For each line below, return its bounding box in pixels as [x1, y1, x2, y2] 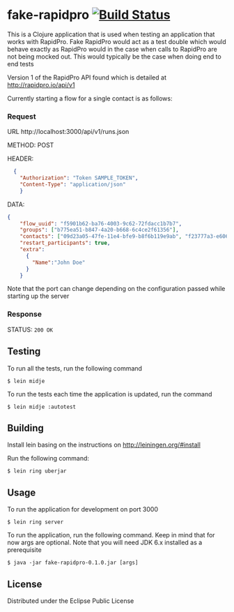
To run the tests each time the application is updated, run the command [7, 389, 212, 398]
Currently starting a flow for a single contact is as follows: [7, 94, 173, 103]
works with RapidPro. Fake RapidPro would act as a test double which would [7, 37, 226, 45]
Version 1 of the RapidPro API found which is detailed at [7, 73, 167, 82]
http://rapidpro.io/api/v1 [7, 80, 75, 89]
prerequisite [7, 546, 42, 554]
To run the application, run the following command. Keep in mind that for [7, 531, 215, 539]
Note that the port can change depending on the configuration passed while [7, 285, 226, 293]
